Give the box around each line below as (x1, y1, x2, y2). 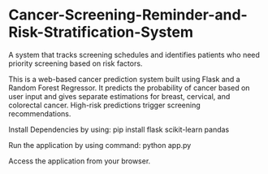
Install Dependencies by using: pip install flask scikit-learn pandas (8, 124, 230, 134)
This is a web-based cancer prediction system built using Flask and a (8, 74, 241, 84)
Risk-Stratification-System (8, 23, 193, 41)
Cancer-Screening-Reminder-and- (8, 6, 248, 24)
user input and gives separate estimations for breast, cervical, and (8, 91, 231, 101)
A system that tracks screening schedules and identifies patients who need (8, 50, 260, 59)
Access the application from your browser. (8, 156, 151, 166)
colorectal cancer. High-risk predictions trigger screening (8, 100, 201, 110)
